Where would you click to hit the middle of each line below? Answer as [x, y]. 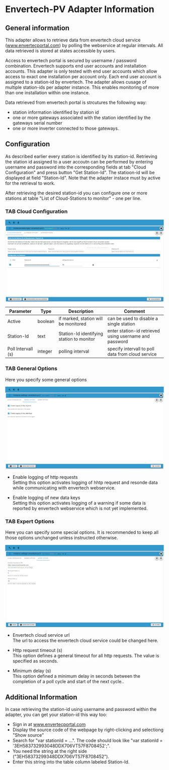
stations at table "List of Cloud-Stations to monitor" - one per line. [73, 198]
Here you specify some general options [46, 379]
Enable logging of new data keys [46, 498]
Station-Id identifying [81, 334]
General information [37, 28]
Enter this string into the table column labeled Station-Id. [71, 762]
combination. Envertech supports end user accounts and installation [76, 66]
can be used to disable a [133, 318]
